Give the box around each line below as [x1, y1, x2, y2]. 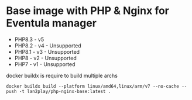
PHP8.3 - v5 [14, 36, 44, 43]
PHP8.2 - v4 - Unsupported [14, 42, 82, 49]
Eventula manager [6, 16, 97, 30]
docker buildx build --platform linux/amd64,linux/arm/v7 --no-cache [6, 83, 180, 89]
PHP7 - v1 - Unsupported [14, 60, 76, 68]
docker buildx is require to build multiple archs [6, 72, 118, 79]
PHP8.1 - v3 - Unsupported [14, 48, 80, 55]
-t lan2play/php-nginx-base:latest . [19, 88, 111, 94]
